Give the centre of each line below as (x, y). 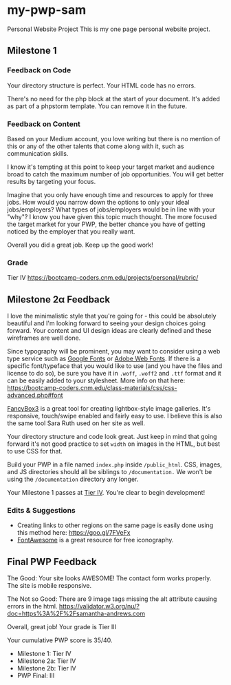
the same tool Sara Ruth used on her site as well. (76, 423)
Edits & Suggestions (41, 510)
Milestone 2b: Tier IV (47, 668)
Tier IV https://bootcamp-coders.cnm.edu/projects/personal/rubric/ (103, 278)
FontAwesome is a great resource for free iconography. (95, 540)
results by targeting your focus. (52, 181)
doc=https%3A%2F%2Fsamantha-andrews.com (76, 614)
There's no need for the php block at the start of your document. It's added (113, 99)
